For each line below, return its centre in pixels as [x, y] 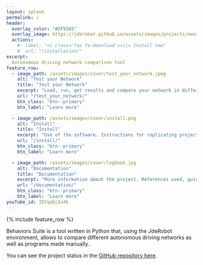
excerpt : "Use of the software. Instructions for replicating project [108, 135]
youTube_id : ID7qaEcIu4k [37, 202]
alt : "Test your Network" [50, 79]
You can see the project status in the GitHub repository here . [82, 255]
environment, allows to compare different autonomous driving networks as [99, 237]
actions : [23, 40]
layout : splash [25, 12]
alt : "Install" [36, 124]
